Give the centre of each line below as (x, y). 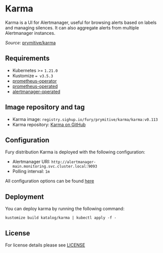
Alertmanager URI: (31, 162)
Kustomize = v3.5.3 (33, 76)
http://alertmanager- (74, 162)
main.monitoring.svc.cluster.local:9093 (55, 167)
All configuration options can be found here (50, 181)
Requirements (27, 59)
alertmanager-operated (36, 91)
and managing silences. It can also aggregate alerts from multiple (72, 27)
